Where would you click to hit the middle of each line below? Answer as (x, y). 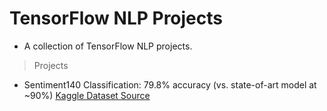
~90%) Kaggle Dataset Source (87, 95)
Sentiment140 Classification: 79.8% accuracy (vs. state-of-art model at (170, 84)
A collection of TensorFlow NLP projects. (108, 46)
